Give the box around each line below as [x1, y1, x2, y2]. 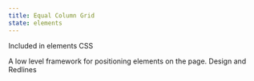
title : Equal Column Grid [8, 11, 95, 20]
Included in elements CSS [8, 40, 94, 50]
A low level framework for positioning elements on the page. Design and [8, 56, 247, 66]
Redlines [8, 64, 38, 74]
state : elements [8, 19, 62, 27]
